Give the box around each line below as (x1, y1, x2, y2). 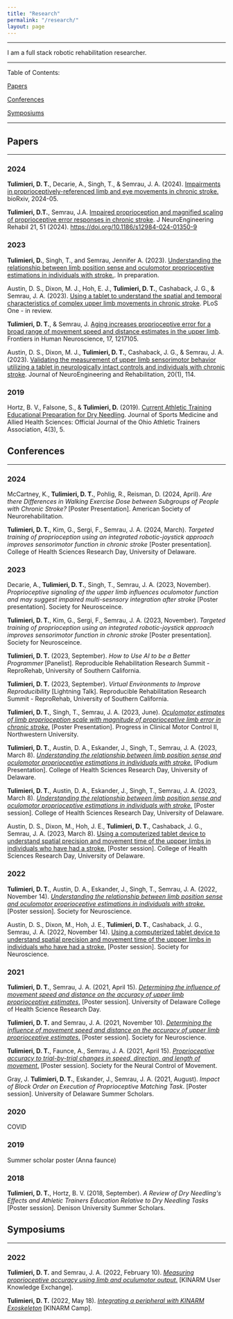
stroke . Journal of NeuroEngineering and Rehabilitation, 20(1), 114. (7, 370, 196, 378)
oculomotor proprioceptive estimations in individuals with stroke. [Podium (7, 758, 218, 767)
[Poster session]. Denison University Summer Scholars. (7, 1203, 166, 1211)
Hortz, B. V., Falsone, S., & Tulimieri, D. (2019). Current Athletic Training (7, 403, 212, 411)
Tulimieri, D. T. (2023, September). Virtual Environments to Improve (7, 680, 201, 688)
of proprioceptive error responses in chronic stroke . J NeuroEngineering (7, 216, 214, 224)
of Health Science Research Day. (7, 1005, 102, 1014)
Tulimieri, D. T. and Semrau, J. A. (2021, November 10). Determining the (7, 1019, 212, 1027)
